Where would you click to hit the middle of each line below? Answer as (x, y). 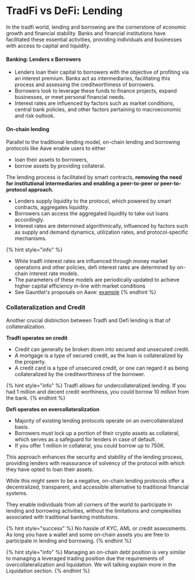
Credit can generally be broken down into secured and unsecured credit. (102, 349)
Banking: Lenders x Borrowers (44, 59)
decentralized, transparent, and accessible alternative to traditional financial (97, 487)
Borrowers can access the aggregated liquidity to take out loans (91, 214)
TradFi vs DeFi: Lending (64, 11)
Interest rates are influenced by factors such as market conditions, (95, 103)
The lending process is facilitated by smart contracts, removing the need (94, 178)
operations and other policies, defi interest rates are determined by (95, 267)
